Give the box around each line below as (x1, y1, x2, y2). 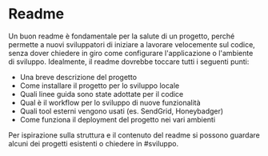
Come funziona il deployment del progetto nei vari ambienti (19, 114, 216, 124)
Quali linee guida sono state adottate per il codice (19, 89, 184, 98)
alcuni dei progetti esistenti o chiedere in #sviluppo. (8, 138, 178, 148)
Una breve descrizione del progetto (19, 72, 138, 82)
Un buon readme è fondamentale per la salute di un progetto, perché (8, 31, 235, 41)
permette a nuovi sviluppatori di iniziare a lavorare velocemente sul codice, (8, 39, 256, 49)
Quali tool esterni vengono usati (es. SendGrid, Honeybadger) (19, 106, 224, 116)
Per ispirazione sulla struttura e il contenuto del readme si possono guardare (8, 130, 260, 140)
